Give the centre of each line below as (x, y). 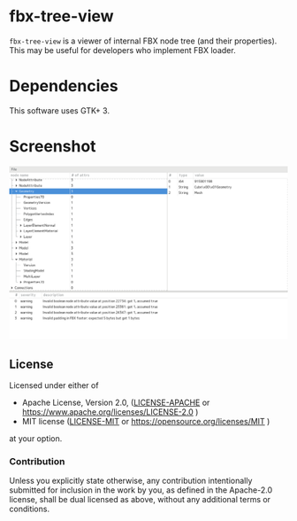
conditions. (30, 509)
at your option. (36, 439)
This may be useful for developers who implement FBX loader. (122, 50)
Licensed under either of (54, 385)
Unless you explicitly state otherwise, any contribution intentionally (131, 481)
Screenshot (53, 147)
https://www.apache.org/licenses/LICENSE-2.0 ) (110, 412)
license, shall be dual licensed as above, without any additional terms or (140, 500)
